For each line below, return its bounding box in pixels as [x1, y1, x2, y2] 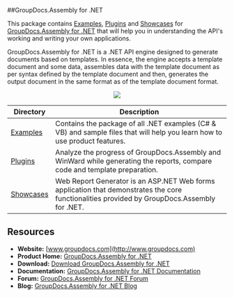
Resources [7, 226, 55, 238]
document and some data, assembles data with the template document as [7, 63, 220, 70]
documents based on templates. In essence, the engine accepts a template [7, 55, 223, 63]
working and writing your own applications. [7, 34, 131, 43]
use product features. [55, 136, 126, 146]
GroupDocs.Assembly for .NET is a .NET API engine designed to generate [7, 48, 218, 56]
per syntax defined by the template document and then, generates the [7, 70, 209, 78]
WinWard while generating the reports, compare [55, 156, 212, 166]
